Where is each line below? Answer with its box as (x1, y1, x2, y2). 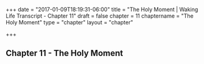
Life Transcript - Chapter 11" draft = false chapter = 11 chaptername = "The (5, 12, 194, 20)
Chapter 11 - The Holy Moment (5, 48, 123, 59)
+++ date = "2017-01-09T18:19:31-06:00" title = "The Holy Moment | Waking (5, 6, 199, 13)
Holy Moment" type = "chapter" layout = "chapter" (5, 19, 134, 26)
